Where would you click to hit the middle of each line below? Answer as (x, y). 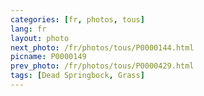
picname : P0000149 (48, 57)
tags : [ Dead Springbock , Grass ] (77, 76)
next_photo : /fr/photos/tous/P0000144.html (102, 47)
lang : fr (28, 29)
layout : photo (40, 38)
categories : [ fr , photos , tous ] (77, 19)
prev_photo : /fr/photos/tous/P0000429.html (102, 66)
